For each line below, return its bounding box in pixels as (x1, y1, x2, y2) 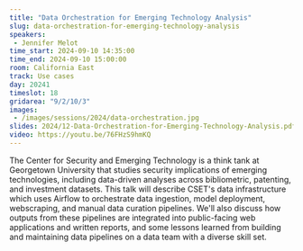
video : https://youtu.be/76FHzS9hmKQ (9, 130, 151, 139)
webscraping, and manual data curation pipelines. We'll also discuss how (9, 202, 281, 213)
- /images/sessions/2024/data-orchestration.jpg (13, 113, 200, 122)
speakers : (9, 30, 47, 39)
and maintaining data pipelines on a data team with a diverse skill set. (9, 231, 268, 242)
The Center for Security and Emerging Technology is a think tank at (9, 155, 260, 166)
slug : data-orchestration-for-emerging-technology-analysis (9, 22, 241, 31)
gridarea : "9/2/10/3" (9, 96, 91, 106)
